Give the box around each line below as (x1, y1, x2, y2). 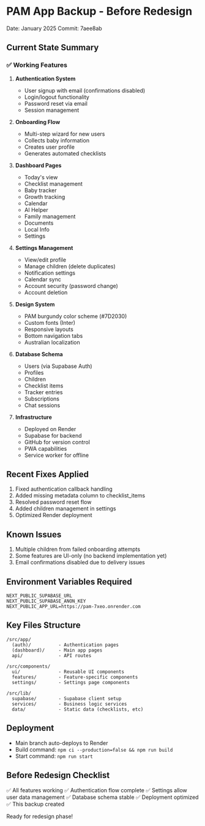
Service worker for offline (24, 451, 89, 459)
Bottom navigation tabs (24, 332, 83, 339)
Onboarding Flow (15, 118, 61, 125)
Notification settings (24, 269, 75, 276)
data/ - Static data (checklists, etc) (12, 706, 144, 712)
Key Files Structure (6, 620, 81, 631)
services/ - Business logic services (12, 701, 127, 707)
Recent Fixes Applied (6, 469, 89, 480)
